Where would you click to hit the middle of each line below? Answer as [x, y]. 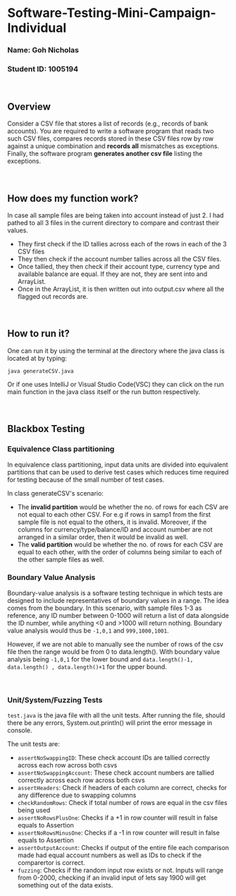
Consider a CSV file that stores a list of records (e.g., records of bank [108, 124]
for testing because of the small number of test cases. [86, 479]
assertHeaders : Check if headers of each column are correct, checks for [122, 788]
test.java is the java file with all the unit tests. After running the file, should [116, 715]
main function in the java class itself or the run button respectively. [104, 392]
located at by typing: [37, 358]
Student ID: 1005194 [43, 69]
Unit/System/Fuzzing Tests [55, 700]
